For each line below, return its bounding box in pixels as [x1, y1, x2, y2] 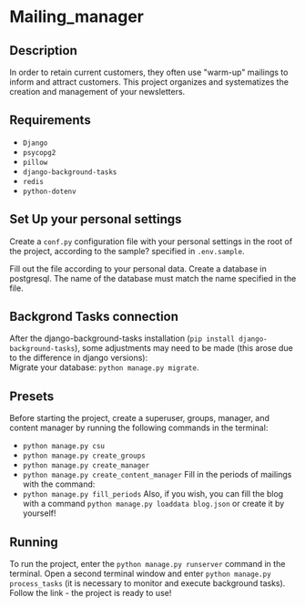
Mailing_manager [9, 6, 144, 27]
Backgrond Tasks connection [9, 309, 179, 324]
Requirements [9, 112, 91, 129]
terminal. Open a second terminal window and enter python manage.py [9, 568, 271, 580]
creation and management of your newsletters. [9, 87, 186, 97]
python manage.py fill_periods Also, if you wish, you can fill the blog [22, 489, 284, 499]
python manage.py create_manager [22, 461, 150, 470]
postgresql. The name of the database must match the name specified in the [9, 273, 297, 283]
